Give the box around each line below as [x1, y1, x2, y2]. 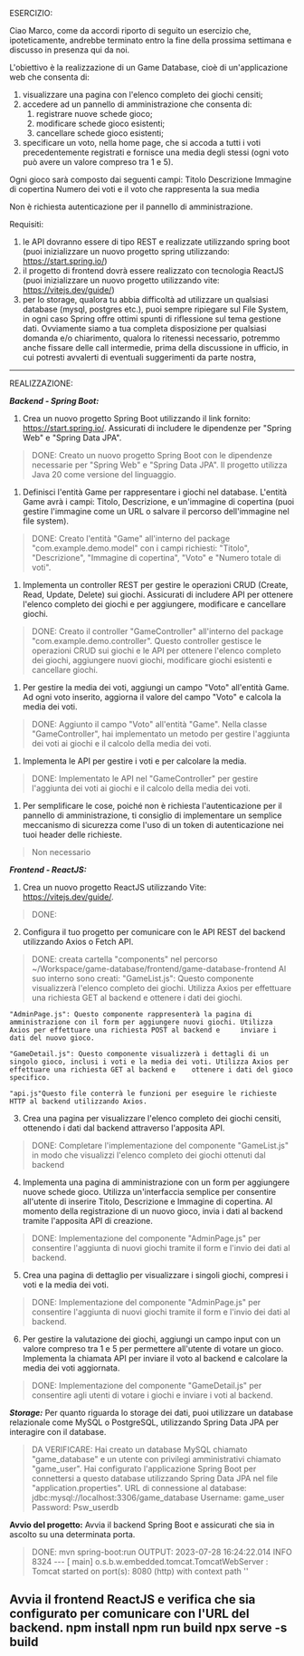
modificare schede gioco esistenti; [35, 118, 166, 129]
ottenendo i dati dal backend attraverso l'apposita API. [22, 1122, 225, 1133]
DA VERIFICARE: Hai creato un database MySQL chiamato [31, 1444, 248, 1455]
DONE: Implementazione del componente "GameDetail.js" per [31, 1381, 262, 1391]
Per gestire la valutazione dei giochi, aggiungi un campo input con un [22, 1333, 280, 1344]
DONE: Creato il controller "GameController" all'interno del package [31, 626, 284, 637]
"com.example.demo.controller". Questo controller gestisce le [31, 636, 262, 646]
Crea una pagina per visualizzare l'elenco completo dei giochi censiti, [22, 1113, 282, 1123]
